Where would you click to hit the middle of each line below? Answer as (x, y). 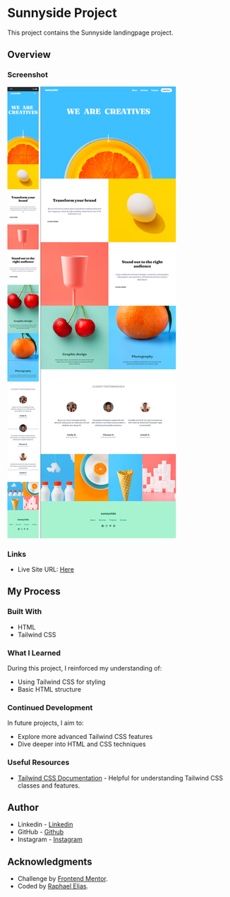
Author (23, 807)
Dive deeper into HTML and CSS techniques (81, 744)
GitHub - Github (41, 832)
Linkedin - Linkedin (45, 824)
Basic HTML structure (49, 689)
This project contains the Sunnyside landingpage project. (90, 32)
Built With (25, 612)
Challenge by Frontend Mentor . (62, 879)
